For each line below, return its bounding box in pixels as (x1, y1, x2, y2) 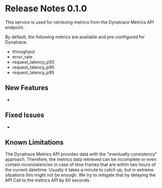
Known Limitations (5, 138, 64, 146)
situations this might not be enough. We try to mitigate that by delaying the (5, 172, 156, 178)
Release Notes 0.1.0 (5, 3, 87, 14)
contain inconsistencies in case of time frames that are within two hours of (5, 161, 156, 167)
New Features (5, 84, 49, 92)
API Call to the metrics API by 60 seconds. (5, 177, 91, 183)
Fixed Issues (5, 111, 45, 119)
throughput (12, 49, 35, 54)
